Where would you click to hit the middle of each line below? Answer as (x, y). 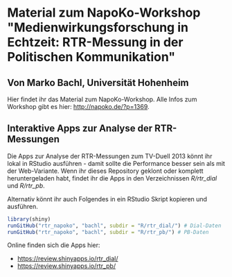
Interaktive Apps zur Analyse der (80, 129)
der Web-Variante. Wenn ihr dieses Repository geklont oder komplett (105, 171)
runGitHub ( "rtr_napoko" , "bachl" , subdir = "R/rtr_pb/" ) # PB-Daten (108, 232)
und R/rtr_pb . (26, 185)
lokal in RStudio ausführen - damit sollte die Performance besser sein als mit (116, 163)
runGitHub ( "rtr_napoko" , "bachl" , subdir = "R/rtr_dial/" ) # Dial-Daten (114, 226)
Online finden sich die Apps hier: (54, 245)
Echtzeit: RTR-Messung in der (95, 42)
